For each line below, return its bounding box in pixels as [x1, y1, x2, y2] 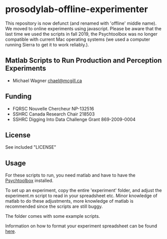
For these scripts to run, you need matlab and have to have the [5, 172, 136, 178]
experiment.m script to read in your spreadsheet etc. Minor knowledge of [5, 193, 158, 199]
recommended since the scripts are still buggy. [5, 203, 103, 210]
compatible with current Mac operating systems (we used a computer [5, 36, 150, 42]
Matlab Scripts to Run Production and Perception [5, 56, 162, 65]
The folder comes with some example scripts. [5, 213, 100, 219]
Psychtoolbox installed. [5, 177, 54, 184]
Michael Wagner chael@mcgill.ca [12, 77, 82, 84]
